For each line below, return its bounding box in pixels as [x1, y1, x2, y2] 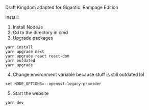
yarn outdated [5, 58, 36, 63]
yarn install [5, 45, 33, 50]
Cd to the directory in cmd [12, 30, 68, 35]
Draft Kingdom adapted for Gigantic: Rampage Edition [5, 5, 118, 10]
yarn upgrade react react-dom [5, 53, 70, 59]
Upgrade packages [12, 35, 54, 41]
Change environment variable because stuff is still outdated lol [12, 71, 144, 77]
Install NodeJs [12, 24, 43, 30]
